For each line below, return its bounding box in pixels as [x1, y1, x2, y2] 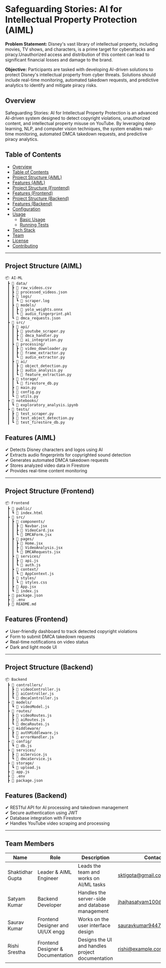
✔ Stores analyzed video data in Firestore [5, 462, 90, 468]
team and [78, 869, 100, 876]
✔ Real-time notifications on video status [5, 639, 89, 645]
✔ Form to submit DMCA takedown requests [5, 634, 95, 640]
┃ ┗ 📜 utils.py [7, 394, 39, 399]
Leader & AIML [37, 869, 72, 876]
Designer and [37, 922, 69, 929]
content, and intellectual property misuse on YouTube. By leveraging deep [5, 120, 156, 126]
